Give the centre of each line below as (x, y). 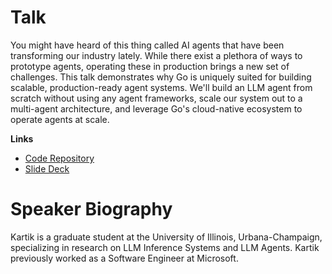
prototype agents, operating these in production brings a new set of (150, 66)
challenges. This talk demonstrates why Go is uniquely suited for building (161, 77)
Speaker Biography (91, 209)
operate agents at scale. (60, 119)
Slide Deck (47, 168)
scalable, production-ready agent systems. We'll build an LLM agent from (161, 87)
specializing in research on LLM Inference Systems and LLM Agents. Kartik (165, 247)
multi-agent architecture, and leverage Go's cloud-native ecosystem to (156, 108)
